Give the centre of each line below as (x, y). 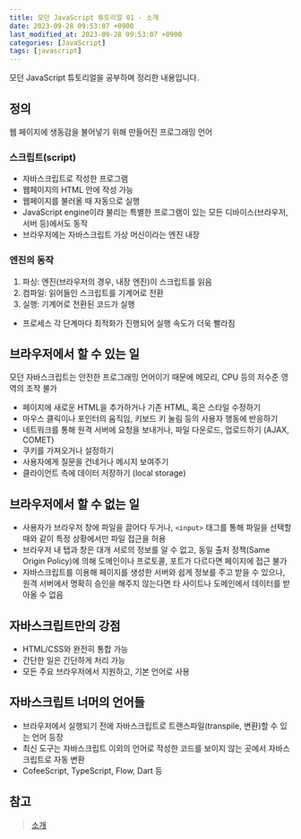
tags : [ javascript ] (46, 51)
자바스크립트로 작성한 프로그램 (75, 179)
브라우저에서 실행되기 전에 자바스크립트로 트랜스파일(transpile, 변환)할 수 (150, 725)
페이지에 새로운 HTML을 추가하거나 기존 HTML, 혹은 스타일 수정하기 (142, 407)
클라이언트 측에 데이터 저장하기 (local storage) (104, 473)
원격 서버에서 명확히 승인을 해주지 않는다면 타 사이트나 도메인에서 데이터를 (151, 583)
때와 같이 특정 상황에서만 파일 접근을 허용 (94, 538)
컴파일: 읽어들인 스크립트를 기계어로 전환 (93, 293)
